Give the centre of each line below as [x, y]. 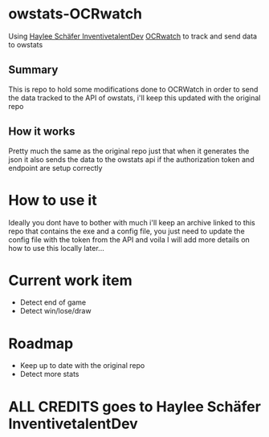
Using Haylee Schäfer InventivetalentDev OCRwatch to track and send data [133, 36]
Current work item [70, 280]
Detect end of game [53, 302]
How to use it [53, 200]
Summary [33, 70]
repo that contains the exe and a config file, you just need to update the [126, 231]
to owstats [26, 44]
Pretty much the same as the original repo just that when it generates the [129, 151]
